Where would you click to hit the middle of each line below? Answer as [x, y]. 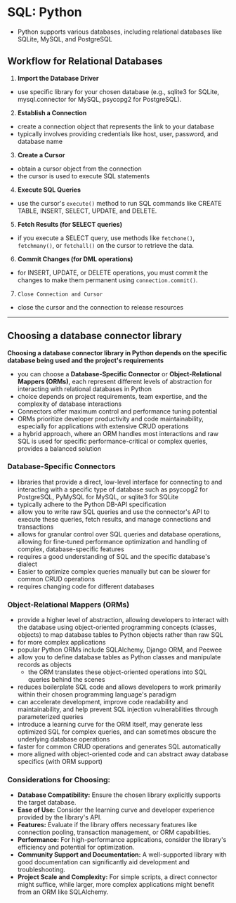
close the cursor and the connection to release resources [100, 307]
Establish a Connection [52, 112]
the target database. [47, 803]
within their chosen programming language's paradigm [97, 694]
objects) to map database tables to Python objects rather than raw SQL [120, 635]
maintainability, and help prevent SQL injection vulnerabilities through [118, 709]
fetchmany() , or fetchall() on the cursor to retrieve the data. [106, 245]
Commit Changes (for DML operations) [75, 259]
